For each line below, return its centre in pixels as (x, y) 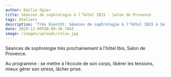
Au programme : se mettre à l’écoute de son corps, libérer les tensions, (80, 63)
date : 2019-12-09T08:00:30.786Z (39, 29)
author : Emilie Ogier (28, 10)
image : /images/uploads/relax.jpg (42, 34)
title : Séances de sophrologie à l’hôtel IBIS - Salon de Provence (78, 15)
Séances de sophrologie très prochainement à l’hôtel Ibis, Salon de (75, 48)
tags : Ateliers (21, 19)
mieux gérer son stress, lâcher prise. (44, 69)
